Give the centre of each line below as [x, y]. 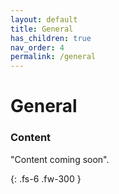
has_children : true [51, 38]
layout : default [44, 19]
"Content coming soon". [60, 159]
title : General [42, 29]
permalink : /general [53, 57]
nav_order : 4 [37, 47]
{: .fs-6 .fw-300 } [46, 178]
